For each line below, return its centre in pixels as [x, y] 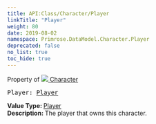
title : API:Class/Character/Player [58, 14]
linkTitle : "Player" [37, 20]
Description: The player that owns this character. [77, 113]
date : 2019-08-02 [32, 33]
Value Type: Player [34, 105]
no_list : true [28, 53]
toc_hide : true [29, 59]
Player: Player [33, 92]
